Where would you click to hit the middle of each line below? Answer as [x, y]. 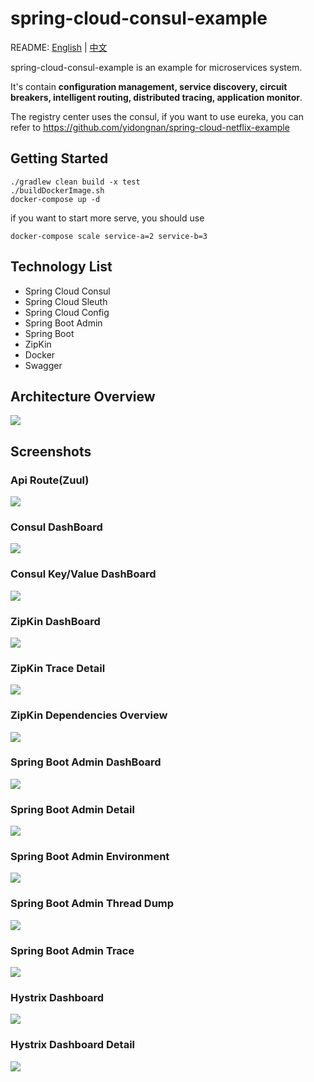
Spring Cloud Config [67, 312]
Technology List [61, 267]
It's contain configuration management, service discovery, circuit [149, 86]
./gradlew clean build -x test [75, 182]
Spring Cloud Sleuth [66, 301]
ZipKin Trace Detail [58, 668]
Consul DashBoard [56, 527]
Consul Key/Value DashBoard [83, 574]
